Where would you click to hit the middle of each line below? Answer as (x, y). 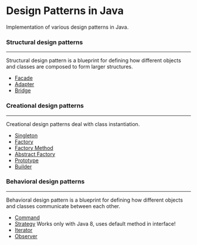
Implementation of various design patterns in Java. (67, 27)
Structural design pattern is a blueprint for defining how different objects (94, 60)
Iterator (23, 230)
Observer (26, 236)
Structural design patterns (45, 42)
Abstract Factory (35, 154)
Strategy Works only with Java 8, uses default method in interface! (95, 223)
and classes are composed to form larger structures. (69, 67)
